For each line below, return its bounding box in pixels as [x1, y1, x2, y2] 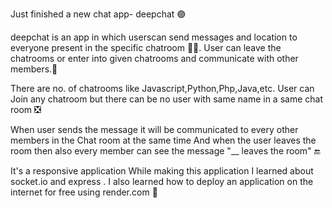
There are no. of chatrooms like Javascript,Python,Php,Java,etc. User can [10, 83, 315, 94]
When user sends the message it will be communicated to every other [10, 124, 299, 135]
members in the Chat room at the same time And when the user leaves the [10, 134, 317, 146]
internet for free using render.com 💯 [10, 186, 158, 198]
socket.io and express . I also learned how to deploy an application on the [10, 176, 314, 187]
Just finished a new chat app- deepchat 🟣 [10, 8, 187, 20]
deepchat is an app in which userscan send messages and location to [10, 31, 298, 43]
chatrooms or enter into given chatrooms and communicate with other [10, 53, 299, 64]
